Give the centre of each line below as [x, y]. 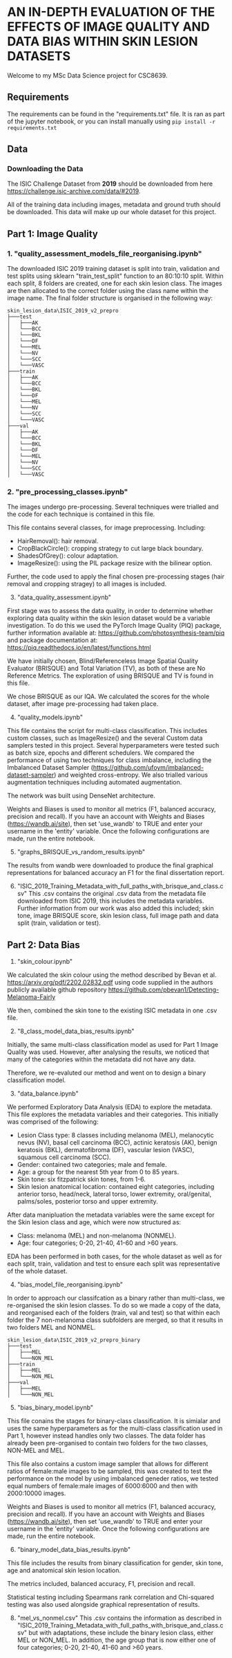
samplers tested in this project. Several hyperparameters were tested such [113, 746]
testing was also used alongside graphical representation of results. [104, 1605]
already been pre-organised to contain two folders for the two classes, [108, 1443]
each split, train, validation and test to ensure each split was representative [114, 1264]
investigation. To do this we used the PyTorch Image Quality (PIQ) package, [115, 626]
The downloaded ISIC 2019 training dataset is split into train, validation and [113, 269]
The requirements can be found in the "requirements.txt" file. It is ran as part [116, 114]
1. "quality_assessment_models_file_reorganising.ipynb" [105, 254]
